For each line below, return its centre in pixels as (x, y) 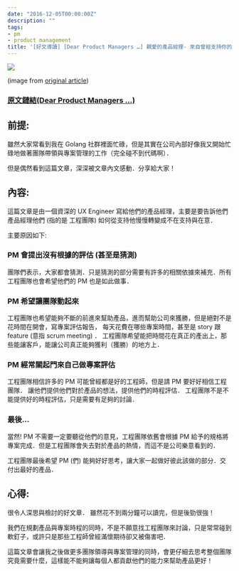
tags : (15, 27)
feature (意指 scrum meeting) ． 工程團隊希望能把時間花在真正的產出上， (114, 336)
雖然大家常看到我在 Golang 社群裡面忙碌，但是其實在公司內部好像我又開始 (116, 144)
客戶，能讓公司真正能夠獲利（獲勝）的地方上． (95, 345)
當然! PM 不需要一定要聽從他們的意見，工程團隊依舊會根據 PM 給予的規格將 (118, 436)
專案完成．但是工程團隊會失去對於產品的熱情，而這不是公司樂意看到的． (113, 445)
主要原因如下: (27, 235)
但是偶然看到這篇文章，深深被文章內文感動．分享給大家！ (91, 168)
